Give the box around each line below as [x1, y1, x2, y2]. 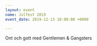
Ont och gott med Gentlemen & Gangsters [5, 35, 92, 41]
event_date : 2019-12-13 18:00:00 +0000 [5, 17, 89, 22]
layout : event [5, 7, 35, 13]
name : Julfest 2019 [5, 12, 46, 17]
